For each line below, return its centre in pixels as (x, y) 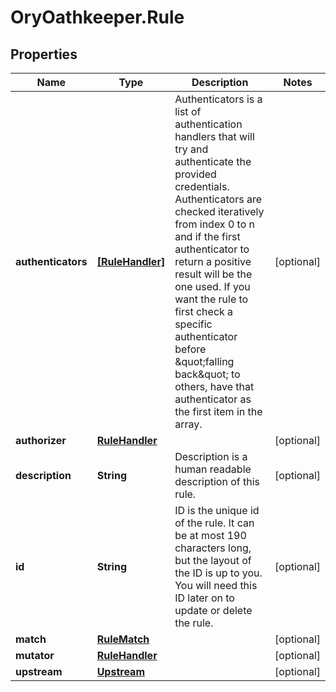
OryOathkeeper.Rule (97, 17)
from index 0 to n (214, 224)
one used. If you (212, 286)
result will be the (213, 274)
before (190, 349)
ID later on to (204, 598)
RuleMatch (123, 639)
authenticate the (213, 161)
